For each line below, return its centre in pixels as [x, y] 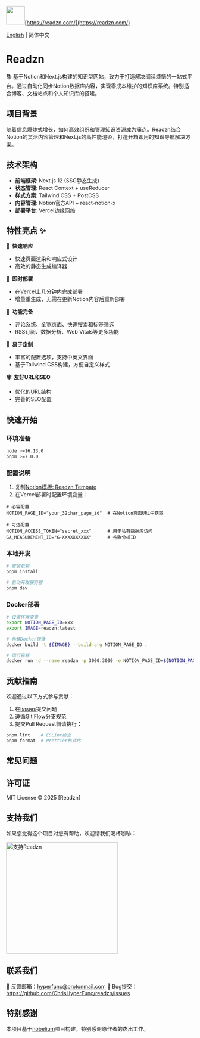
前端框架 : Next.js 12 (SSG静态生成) [57, 180]
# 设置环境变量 [22, 617]
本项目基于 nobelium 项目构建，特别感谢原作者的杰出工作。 [77, 1028]
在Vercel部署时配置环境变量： [51, 495]
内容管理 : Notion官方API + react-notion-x [65, 203]
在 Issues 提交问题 [36, 709]
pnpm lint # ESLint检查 [39, 735]
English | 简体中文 [28, 35]
